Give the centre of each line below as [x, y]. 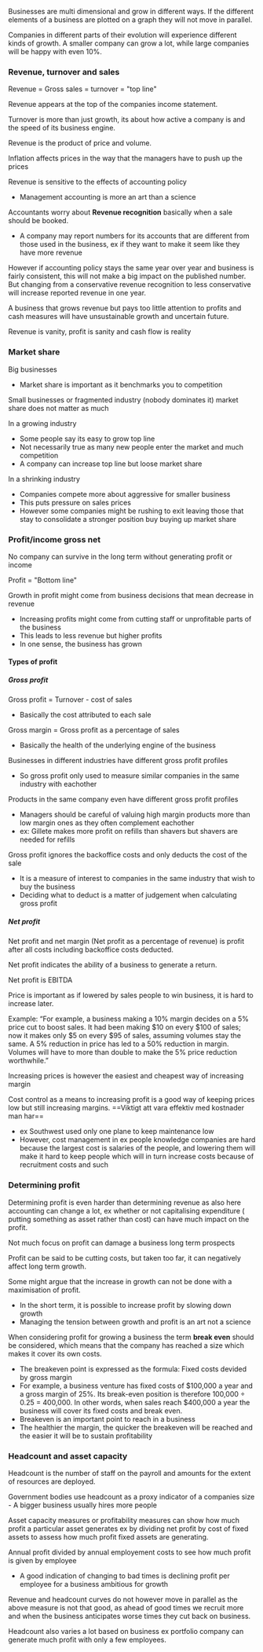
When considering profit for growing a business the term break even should [131, 1337]
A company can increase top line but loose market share [111, 464]
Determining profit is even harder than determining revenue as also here [125, 1202]
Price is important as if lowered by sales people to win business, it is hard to [131, 995]
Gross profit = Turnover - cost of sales [70, 699]
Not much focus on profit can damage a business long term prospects [122, 1243]
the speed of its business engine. [62, 128]
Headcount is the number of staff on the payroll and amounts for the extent [130, 1474]
